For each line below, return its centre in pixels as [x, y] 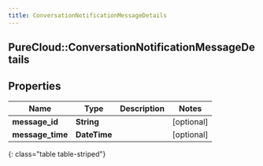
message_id [35, 121]
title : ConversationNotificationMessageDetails [88, 15]
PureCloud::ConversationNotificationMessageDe [132, 48]
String [87, 121]
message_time [40, 135]
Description [142, 109]
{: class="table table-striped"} [57, 153]
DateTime [94, 135]
